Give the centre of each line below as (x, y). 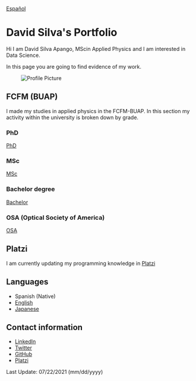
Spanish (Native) (35, 296)
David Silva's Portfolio (62, 33)
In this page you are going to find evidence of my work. (74, 66)
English (24, 302)
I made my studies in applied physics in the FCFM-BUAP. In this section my (98, 111)
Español (16, 9)
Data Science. (23, 55)
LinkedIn (25, 342)
